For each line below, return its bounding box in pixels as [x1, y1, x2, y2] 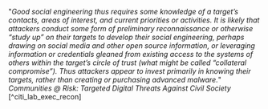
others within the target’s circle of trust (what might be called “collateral [8, 58, 247, 67]
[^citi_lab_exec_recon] [8, 92, 82, 101]
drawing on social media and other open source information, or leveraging [8, 41, 255, 50]
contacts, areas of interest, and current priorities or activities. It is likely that [8, 15, 260, 25]
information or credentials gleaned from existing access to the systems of [8, 50, 254, 59]
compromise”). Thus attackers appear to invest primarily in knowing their [8, 67, 251, 75]
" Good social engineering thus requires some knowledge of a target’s [8, 7, 239, 16]
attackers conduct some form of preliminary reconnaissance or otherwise [8, 24, 254, 33]
